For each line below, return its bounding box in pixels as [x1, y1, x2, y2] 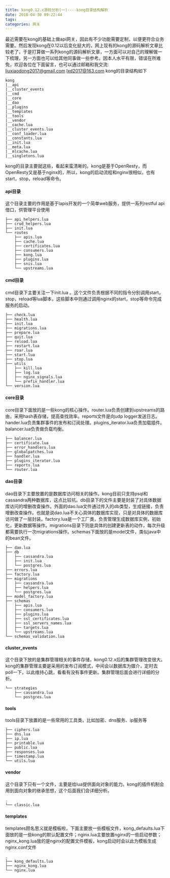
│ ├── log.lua [5, 370, 40, 375]
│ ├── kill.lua [5, 365, 42, 370]
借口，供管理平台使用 [5, 207, 50, 213]
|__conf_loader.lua [5, 131, 47, 137]
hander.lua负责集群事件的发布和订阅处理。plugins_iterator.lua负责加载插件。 [5, 419, 165, 425]
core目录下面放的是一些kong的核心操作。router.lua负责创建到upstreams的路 [5, 407, 165, 413]
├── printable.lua [5, 740, 44, 746]
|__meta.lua [5, 145, 30, 150]
